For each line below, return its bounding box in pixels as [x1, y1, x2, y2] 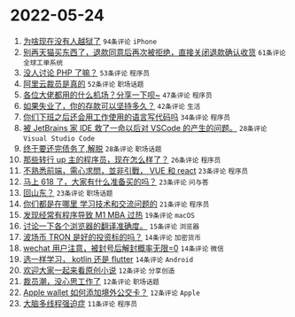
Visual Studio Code [22, 134, 96, 143]
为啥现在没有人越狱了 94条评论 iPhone [22, 35, 158, 46]
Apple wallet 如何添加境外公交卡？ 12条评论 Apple [22, 287, 200, 298]
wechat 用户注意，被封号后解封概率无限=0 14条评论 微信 [22, 243, 224, 253]
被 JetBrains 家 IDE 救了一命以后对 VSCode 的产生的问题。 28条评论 [22, 122, 268, 133]
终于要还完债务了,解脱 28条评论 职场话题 [22, 143, 162, 153]
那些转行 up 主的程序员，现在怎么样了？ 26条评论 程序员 [22, 154, 221, 165]
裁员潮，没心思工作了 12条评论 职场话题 [22, 275, 160, 286]
